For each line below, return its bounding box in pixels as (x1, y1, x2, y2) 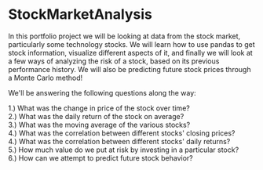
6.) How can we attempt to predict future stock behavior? (8, 153, 194, 162)
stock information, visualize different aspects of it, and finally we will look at (8, 48, 253, 57)
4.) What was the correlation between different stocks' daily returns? (8, 136, 231, 146)
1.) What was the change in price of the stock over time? (8, 103, 190, 113)
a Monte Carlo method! (8, 73, 83, 82)
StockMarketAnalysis (8, 5, 153, 24)
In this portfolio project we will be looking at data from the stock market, (8, 31, 241, 41)
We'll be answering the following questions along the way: (8, 88, 196, 97)
